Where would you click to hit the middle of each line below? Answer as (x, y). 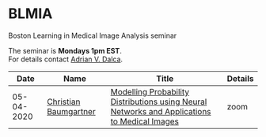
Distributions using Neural (159, 102)
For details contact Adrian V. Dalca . (66, 59)
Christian (64, 102)
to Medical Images (145, 121)
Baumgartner (72, 111)
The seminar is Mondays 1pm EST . (65, 50)
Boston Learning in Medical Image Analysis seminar (93, 35)
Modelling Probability (150, 91)
